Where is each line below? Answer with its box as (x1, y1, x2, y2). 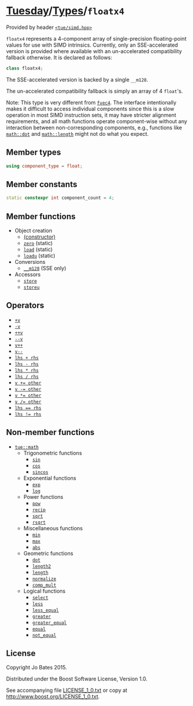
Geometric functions (23, 550, 74, 557)
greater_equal (32, 620, 67, 626)
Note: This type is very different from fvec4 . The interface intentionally (6, 99, 177, 106)
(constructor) (23, 233, 56, 240)
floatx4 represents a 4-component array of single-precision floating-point (6, 35, 187, 42)
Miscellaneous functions (23, 524, 84, 532)
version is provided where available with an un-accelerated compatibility (6, 47, 182, 54)
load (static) (23, 246, 53, 253)
